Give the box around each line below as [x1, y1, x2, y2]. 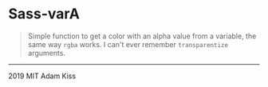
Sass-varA [8, 5, 81, 23]
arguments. [27, 48, 66, 57]
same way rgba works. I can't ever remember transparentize [27, 39, 229, 49]
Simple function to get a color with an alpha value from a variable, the [27, 31, 257, 41]
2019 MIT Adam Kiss [8, 71, 77, 81]
